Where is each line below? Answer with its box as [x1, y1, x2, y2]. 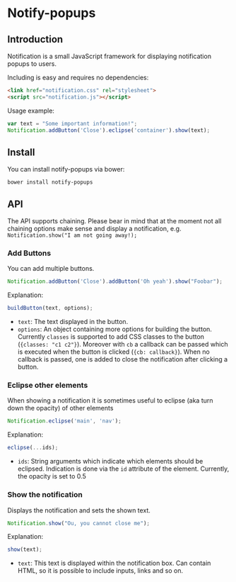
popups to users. [7, 60, 57, 68]
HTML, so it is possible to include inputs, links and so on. [17, 566, 184, 575]
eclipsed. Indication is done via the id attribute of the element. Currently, [17, 464, 230, 473]
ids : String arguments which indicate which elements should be [17, 457, 203, 466]
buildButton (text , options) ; [7, 305, 93, 312]
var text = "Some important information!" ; [7, 120, 138, 127]
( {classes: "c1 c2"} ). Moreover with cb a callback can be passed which [17, 340, 228, 349]
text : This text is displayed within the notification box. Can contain [17, 559, 211, 568]
